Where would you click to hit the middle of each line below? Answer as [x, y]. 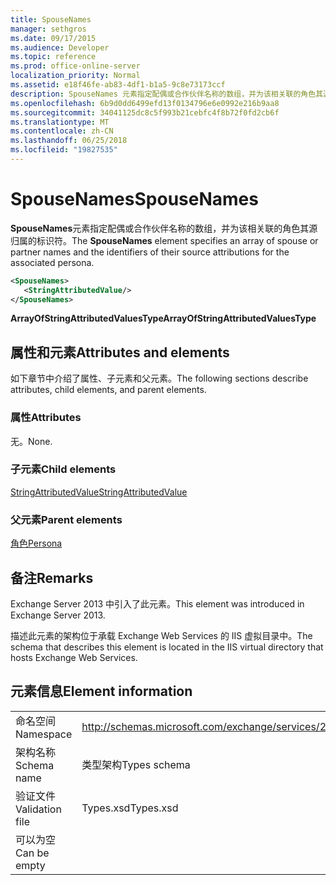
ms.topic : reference [53, 57]
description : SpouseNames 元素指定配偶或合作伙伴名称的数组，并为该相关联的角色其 [167, 94]
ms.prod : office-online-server [75, 66]
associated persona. [52, 262]
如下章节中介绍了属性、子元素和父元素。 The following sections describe [159, 378]
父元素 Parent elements [66, 519]
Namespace [44, 734]
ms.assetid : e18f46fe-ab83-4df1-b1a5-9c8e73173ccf [118, 85]
